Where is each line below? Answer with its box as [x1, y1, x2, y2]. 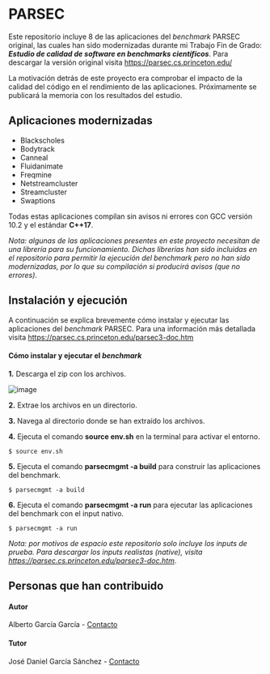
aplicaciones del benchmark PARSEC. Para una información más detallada [8, 323, 256, 333]
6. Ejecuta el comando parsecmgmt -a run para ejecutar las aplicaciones [8, 500, 253, 510]
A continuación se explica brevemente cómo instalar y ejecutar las [8, 315, 230, 325]
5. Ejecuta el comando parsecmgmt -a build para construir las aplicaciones [8, 461, 261, 471]
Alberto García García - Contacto [8, 620, 118, 629]
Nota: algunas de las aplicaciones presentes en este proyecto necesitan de [8, 236, 260, 245]
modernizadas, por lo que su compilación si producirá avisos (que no [8, 261, 241, 271]
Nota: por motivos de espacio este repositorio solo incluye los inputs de [8, 538, 248, 548]
